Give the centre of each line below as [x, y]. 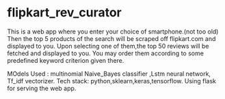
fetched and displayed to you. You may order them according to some [105, 53]
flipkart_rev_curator [64, 13]
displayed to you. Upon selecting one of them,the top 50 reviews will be [108, 46]
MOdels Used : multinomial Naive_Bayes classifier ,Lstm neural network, [109, 74]
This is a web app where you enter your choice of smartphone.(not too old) [113, 31]
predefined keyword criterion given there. [66, 60]
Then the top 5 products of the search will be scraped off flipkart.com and [111, 38]
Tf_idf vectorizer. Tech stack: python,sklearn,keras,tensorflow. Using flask [112, 81]
